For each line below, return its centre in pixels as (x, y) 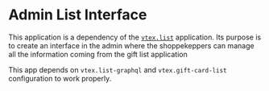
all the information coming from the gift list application (98, 54)
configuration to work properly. (60, 78)
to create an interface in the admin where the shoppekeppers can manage (132, 45)
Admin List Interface (78, 15)
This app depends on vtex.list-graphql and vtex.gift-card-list (118, 69)
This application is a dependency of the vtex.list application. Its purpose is (135, 37)
